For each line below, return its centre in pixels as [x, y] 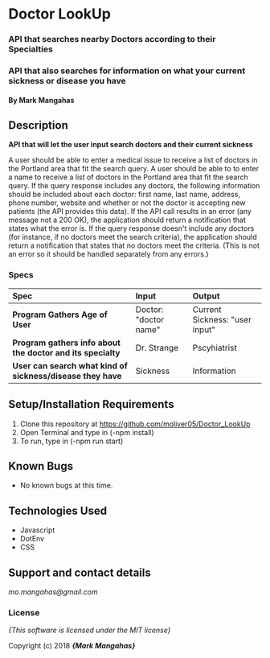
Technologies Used [57, 510]
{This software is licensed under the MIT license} [90, 630]
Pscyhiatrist [215, 348]
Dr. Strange [157, 348]
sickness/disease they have [67, 376]
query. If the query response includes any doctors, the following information [134, 186]
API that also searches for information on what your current [127, 71]
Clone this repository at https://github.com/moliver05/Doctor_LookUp [135, 424]
